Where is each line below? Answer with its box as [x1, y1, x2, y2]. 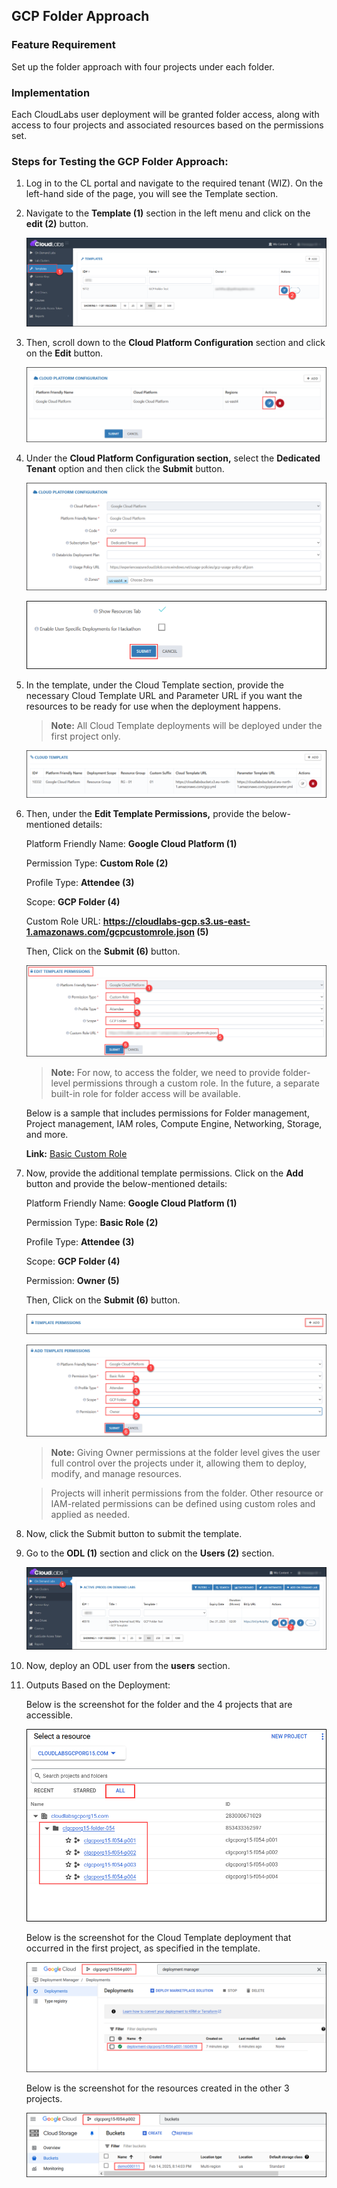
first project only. [50, 730, 121, 743]
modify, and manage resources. [50, 1468, 183, 1480]
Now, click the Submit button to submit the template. [25, 1528, 243, 1540]
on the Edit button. [25, 347, 104, 359]
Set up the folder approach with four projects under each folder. [11, 60, 275, 73]
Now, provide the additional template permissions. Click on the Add [25, 1167, 304, 1179]
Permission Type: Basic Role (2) [25, 1217, 159, 1229]
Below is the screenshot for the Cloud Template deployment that [25, 1932, 292, 1944]
